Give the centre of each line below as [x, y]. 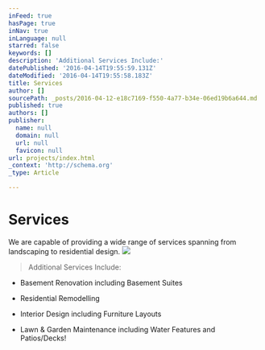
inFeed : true [30, 16]
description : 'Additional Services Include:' [86, 61]
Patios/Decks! [43, 338]
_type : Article [34, 173]
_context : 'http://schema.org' [61, 166]
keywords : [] [30, 53]
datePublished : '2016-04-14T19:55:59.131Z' [83, 68]
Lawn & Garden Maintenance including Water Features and [118, 329]
